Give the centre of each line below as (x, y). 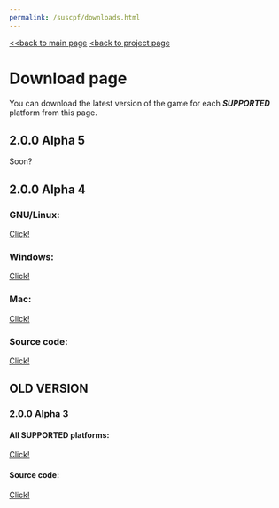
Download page (68, 78)
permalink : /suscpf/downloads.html (75, 17)
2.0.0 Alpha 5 (47, 140)
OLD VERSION (49, 389)
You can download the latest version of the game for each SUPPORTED (139, 103)
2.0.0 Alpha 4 (47, 189)
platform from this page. (53, 113)
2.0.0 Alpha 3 (39, 414)
